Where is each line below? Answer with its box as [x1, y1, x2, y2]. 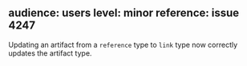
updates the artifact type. [8, 48, 92, 58]
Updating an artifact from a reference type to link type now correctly [8, 40, 238, 49]
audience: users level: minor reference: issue [8, 6, 240, 20]
